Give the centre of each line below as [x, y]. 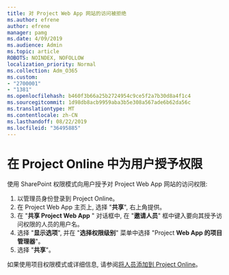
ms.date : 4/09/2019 [35, 39]
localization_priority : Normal [52, 64]
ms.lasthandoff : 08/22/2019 [47, 121]
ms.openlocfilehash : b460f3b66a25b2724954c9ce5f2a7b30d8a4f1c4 [99, 96]
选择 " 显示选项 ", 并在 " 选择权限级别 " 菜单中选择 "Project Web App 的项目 [120, 233]
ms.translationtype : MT [41, 109]
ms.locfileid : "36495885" [44, 128]
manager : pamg [27, 32]
